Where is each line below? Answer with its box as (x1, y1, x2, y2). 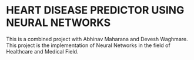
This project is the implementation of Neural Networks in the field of (6, 42, 170, 49)
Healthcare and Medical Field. (6, 48, 79, 55)
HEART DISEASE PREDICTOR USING (6, 4, 185, 17)
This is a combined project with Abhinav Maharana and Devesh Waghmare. (6, 35, 188, 42)
